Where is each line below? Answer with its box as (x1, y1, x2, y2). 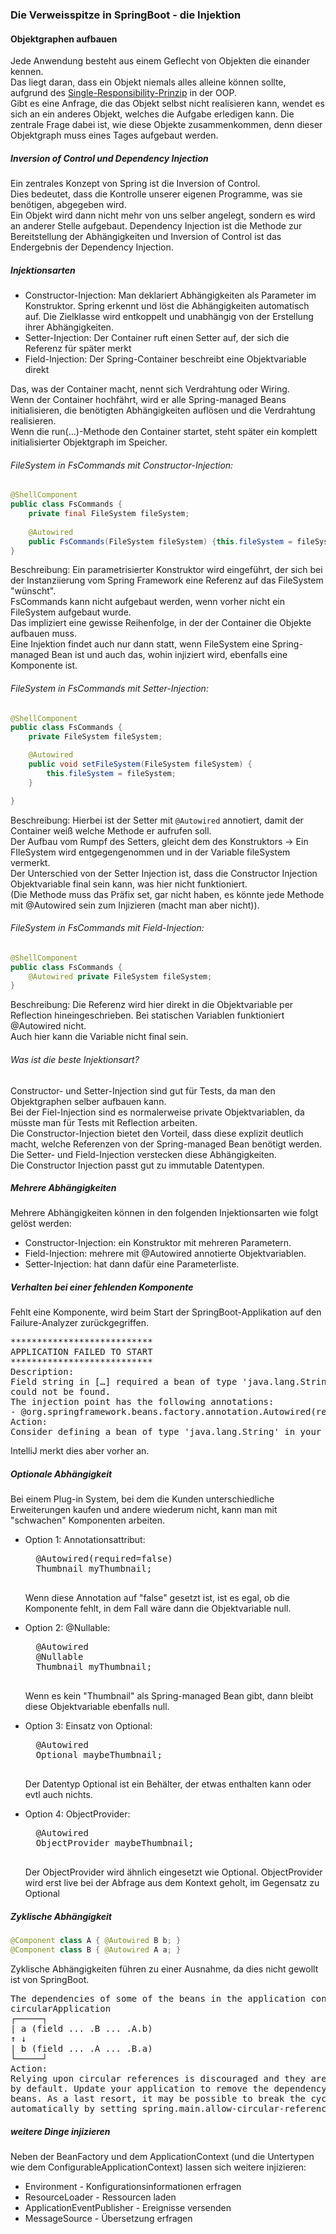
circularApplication (10, 2003, 112, 2015)
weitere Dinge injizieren (10, 2125, 111, 2137)
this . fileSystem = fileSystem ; (46, 768, 177, 778)
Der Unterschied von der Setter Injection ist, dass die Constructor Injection (10, 867, 318, 879)
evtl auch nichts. (24, 1789, 93, 1801)
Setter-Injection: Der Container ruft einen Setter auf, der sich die (24, 332, 290, 344)
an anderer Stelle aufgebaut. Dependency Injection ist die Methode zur (10, 220, 303, 232)
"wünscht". (10, 585, 57, 597)
